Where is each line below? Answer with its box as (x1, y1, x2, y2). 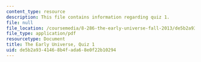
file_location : (6, 25, 44, 31)
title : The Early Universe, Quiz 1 (6, 42, 95, 48)
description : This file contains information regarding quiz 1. (6, 14, 170, 20)
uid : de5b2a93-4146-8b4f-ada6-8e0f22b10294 (6, 47, 117, 53)
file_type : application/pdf (6, 31, 77, 37)
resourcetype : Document (6, 36, 66, 42)
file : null (6, 19, 33, 25)
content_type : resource (6, 8, 66, 15)
